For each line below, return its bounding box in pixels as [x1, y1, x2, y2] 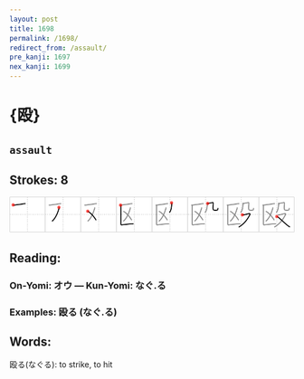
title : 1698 [9, 24, 54, 33]
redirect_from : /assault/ [9, 43, 107, 52]
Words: [9, 335, 52, 350]
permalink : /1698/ [9, 33, 79, 43]
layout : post [9, 14, 59, 24]
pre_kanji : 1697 [9, 52, 71, 62]
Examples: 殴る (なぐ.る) [9, 306, 118, 318]
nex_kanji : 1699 [9, 62, 71, 71]
